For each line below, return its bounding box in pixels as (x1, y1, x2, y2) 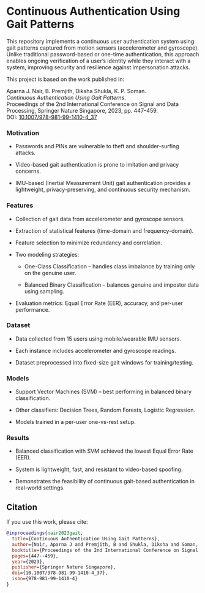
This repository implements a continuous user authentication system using (6, 37, 195, 45)
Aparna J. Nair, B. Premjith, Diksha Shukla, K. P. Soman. (6, 87, 147, 94)
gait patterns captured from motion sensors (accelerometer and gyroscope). (6, 44, 199, 51)
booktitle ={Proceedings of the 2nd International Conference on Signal (12, 547, 199, 553)
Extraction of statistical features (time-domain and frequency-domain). (15, 227, 194, 234)
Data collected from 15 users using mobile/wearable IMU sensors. (15, 335, 182, 342)
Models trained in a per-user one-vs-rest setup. (15, 418, 136, 426)
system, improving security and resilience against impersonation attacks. (6, 63, 191, 71)
